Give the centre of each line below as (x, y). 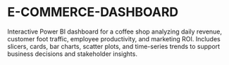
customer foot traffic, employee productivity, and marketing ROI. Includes (114, 38)
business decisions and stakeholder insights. (72, 54)
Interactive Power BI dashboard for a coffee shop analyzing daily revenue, (115, 31)
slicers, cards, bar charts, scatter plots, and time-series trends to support (114, 46)
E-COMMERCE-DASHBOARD (93, 12)
